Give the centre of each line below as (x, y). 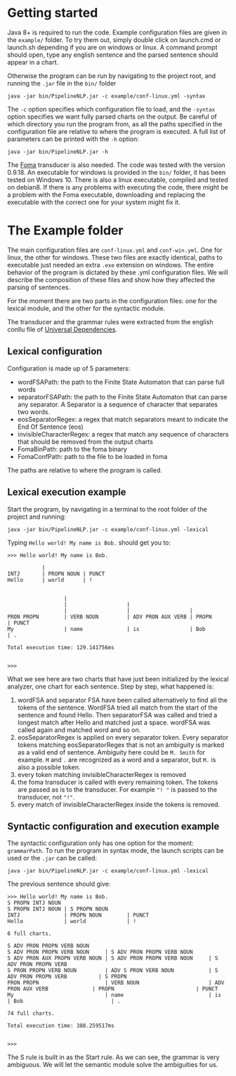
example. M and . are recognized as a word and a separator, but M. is (117, 759)
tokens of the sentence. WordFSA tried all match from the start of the (117, 708)
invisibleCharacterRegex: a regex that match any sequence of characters (123, 434)
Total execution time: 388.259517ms (61, 1026)
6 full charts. (29, 934)
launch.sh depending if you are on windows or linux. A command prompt (112, 47)
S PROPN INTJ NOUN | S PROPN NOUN (58, 909)
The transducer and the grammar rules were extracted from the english (110, 321)
